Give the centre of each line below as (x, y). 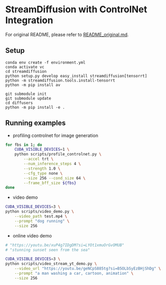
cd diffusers (19, 103)
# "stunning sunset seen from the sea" (48, 250)
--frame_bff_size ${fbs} (50, 183)
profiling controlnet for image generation (55, 135)
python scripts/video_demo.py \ (40, 212)
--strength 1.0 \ (42, 168)
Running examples (35, 123)
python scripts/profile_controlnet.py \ (58, 154)
